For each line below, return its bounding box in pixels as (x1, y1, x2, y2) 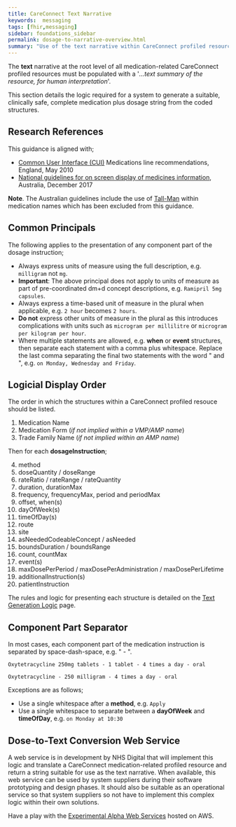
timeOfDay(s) (18, 513, 57, 522)
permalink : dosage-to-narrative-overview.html (8, 37, 146, 44)
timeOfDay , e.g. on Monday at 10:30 (18, 714, 123, 723)
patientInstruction (18, 580, 69, 588)
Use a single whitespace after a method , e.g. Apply (18, 699, 166, 708)
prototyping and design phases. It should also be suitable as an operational (8, 783, 225, 792)
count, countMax (18, 550, 67, 559)
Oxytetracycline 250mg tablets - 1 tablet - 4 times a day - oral (8, 661, 206, 668)
